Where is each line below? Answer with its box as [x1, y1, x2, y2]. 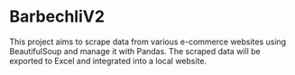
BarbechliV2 [9, 6, 106, 27]
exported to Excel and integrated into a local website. [9, 55, 207, 66]
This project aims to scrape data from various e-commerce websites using [9, 36, 287, 47]
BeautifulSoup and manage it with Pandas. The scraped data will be [9, 45, 261, 56]
